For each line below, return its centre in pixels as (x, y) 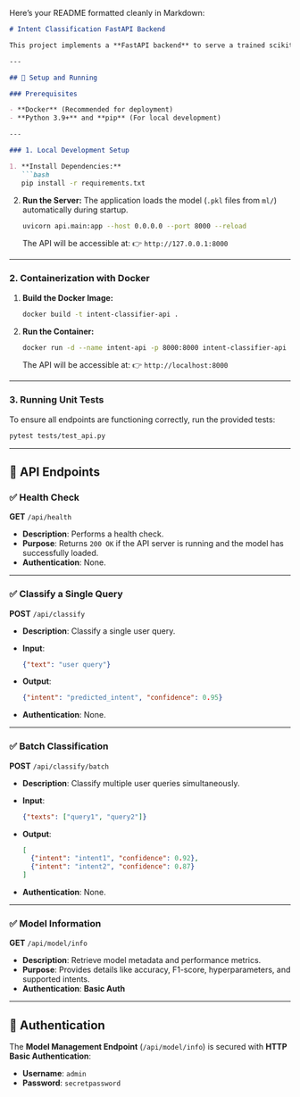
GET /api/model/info (48, 943)
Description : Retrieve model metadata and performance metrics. (142, 960)
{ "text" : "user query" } (67, 664)
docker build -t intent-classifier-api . (100, 314)
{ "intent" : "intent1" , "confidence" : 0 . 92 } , (115, 859)
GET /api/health (41, 517)
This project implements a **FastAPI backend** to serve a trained (137, 45)
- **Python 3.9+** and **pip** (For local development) (115, 118)
